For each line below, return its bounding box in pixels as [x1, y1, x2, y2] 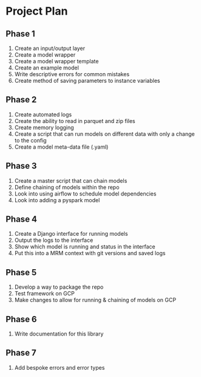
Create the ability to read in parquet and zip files [14, 117, 135, 124]
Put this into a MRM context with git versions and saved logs [14, 250, 166, 257]
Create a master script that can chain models [14, 177, 128, 184]
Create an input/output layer [14, 44, 86, 52]
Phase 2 [5, 94, 37, 105]
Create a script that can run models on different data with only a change [14, 130, 195, 138]
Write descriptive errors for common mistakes [14, 71, 130, 77]
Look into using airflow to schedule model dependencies [14, 190, 157, 197]
